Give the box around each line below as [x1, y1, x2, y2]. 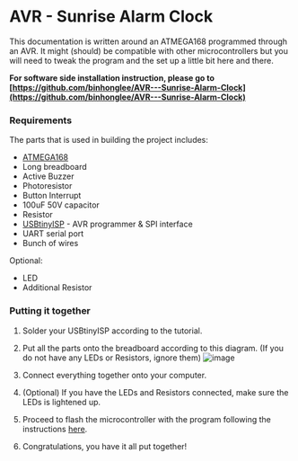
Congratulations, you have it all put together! [22, 440, 188, 451]
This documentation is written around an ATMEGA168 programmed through [9, 36, 288, 47]
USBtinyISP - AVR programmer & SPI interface [22, 218, 193, 230]
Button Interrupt [22, 191, 82, 201]
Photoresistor [22, 181, 73, 191]
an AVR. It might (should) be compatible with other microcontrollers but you [9, 45, 289, 56]
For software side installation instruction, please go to [9, 72, 215, 83]
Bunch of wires [22, 238, 79, 249]
